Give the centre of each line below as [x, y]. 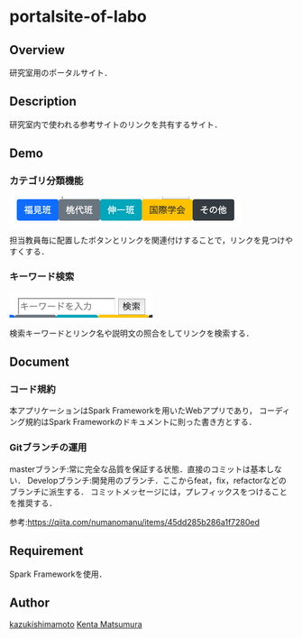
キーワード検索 [42, 277]
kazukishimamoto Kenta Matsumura [76, 624]
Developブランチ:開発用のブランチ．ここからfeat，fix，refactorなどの [156, 480]
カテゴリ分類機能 [46, 180]
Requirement [46, 551]
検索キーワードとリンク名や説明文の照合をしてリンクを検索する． [132, 333]
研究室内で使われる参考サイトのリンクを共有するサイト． [116, 125]
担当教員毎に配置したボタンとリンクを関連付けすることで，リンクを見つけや [151, 240]
